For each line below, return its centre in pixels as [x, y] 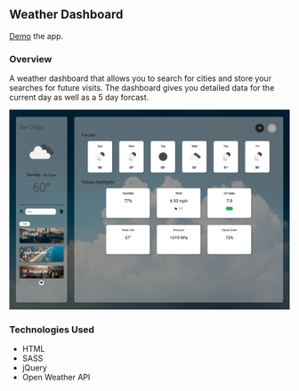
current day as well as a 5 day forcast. [79, 98]
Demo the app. [36, 36]
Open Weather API [56, 378]
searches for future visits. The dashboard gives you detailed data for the [142, 88]
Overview [31, 59]
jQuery [34, 368]
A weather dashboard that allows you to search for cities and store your [141, 78]
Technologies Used [52, 330]
